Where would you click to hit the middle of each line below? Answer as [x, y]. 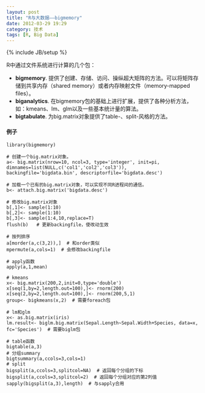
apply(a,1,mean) [27, 267]
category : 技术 [25, 29]
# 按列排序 [18, 237]
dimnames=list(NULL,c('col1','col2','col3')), [67, 168]
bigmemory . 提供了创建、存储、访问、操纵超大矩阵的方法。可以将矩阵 [104, 78]
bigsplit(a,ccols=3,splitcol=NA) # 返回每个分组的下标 [75, 371]
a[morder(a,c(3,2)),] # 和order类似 [53, 243]
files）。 [25, 93]
